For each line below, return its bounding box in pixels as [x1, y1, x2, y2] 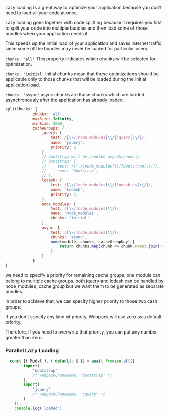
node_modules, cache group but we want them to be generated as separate [5, 283, 164, 289]
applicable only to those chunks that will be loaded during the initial [5, 76, 146, 82]
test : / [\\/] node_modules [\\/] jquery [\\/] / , [50, 135, 146, 141]
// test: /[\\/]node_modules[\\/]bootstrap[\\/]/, [41, 163, 160, 169]
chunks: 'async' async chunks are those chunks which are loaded [5, 92, 145, 97]
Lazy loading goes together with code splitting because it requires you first [5, 20, 162, 25]
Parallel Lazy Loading [5, 347, 59, 354]
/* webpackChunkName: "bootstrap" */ [32, 373, 113, 378]
